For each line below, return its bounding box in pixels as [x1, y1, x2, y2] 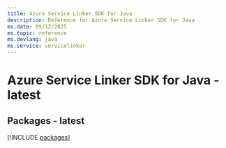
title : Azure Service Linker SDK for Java [7, 10, 133, 17]
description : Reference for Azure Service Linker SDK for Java [7, 17, 195, 24]
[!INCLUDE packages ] [7, 133, 70, 141]
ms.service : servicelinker [7, 42, 86, 49]
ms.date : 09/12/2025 [7, 23, 68, 30]
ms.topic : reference [7, 29, 68, 37]
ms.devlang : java [7, 36, 58, 43]
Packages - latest [7, 115, 85, 126]
